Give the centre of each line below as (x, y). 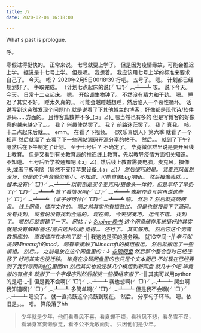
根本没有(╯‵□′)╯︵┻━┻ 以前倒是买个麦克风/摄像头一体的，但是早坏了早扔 (100, 184)
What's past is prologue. (36, 39)
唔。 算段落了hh (48, 304)
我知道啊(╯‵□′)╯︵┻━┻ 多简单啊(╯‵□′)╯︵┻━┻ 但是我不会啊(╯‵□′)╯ (98, 289)
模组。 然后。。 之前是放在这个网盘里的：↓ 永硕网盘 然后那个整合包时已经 (97, 251)
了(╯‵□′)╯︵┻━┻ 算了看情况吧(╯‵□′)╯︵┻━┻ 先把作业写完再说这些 (95, 191)
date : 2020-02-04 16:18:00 (40, 17)
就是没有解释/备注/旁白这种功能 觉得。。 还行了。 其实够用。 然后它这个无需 (99, 229)
